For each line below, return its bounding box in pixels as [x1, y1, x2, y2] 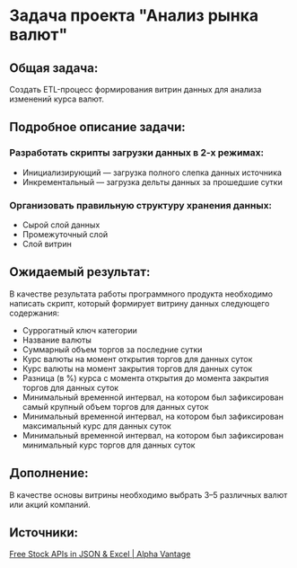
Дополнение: [9, 466, 89, 481]
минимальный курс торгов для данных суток [22, 439, 196, 450]
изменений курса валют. [9, 93, 105, 104]
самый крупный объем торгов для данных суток [22, 401, 209, 412]
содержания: [9, 307, 60, 318]
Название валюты [22, 334, 92, 345]
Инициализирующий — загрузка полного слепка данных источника [22, 167, 283, 178]
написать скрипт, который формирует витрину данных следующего [9, 297, 270, 308]
